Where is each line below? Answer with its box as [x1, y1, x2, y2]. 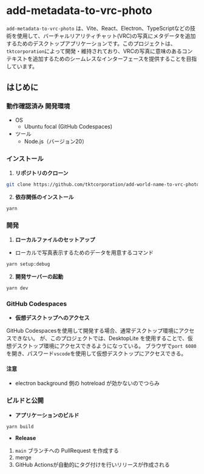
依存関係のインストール [15, 193, 74, 200]
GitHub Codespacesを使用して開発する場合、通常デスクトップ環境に [6, 327, 179, 334]
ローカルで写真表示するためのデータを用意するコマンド [15, 249, 154, 256]
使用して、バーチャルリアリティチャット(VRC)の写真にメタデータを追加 [16, 32, 196, 40]
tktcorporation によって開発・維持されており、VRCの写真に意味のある [6, 47, 182, 55]
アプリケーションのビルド [15, 411, 80, 419]
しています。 [6, 62, 38, 70]
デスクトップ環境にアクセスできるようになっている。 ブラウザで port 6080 [11, 342, 197, 350]
